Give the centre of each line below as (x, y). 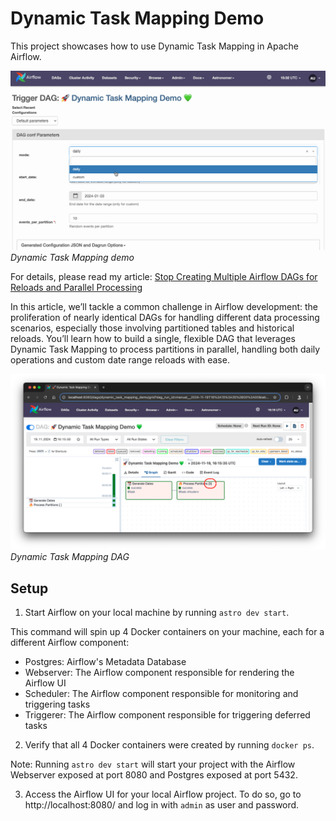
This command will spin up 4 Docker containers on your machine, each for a (167, 632)
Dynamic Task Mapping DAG (70, 557)
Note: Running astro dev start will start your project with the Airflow (153, 764)
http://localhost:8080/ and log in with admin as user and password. (162, 805)
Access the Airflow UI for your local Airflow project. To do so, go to (163, 794)
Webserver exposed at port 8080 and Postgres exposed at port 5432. (154, 775)
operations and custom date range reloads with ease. (120, 359)
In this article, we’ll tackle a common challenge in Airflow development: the (164, 306)
